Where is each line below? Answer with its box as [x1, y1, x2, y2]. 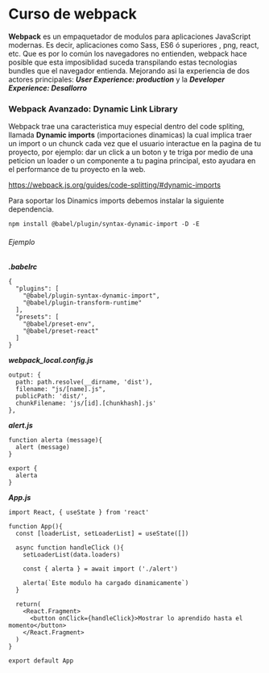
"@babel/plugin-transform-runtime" [23, 299, 143, 307]
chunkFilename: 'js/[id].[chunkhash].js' [15, 399, 157, 408]
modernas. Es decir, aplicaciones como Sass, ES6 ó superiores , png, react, [8, 40, 259, 49]
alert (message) [15, 444, 70, 452]
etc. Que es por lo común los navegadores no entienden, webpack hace [8, 48, 247, 58]
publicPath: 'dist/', [15, 393, 89, 401]
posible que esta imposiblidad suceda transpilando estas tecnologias [8, 57, 238, 67]
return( [15, 600, 42, 608]
